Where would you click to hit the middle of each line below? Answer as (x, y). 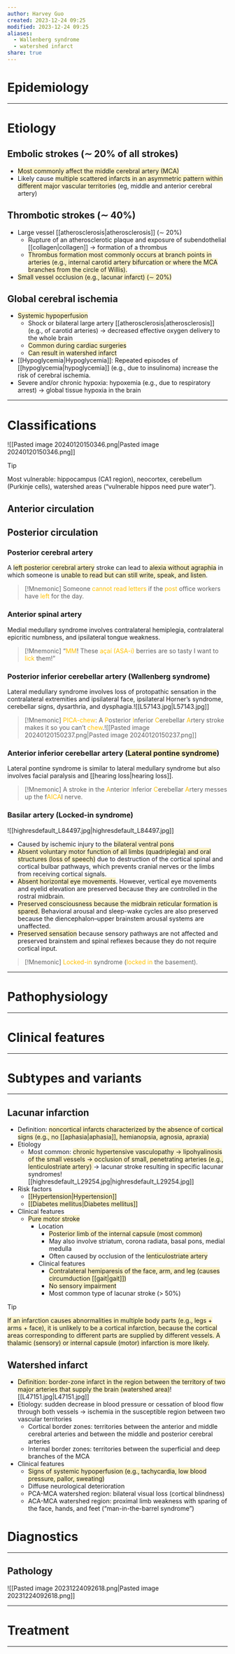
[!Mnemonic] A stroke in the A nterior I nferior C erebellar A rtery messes (126, 789)
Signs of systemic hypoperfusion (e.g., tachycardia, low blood (117, 1471)
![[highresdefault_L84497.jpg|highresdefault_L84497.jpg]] (91, 830)
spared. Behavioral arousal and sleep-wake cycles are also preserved (117, 911)
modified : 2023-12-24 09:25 (48, 27)
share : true (24, 53)
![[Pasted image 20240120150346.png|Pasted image (83, 445)
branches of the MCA (59, 1456)
